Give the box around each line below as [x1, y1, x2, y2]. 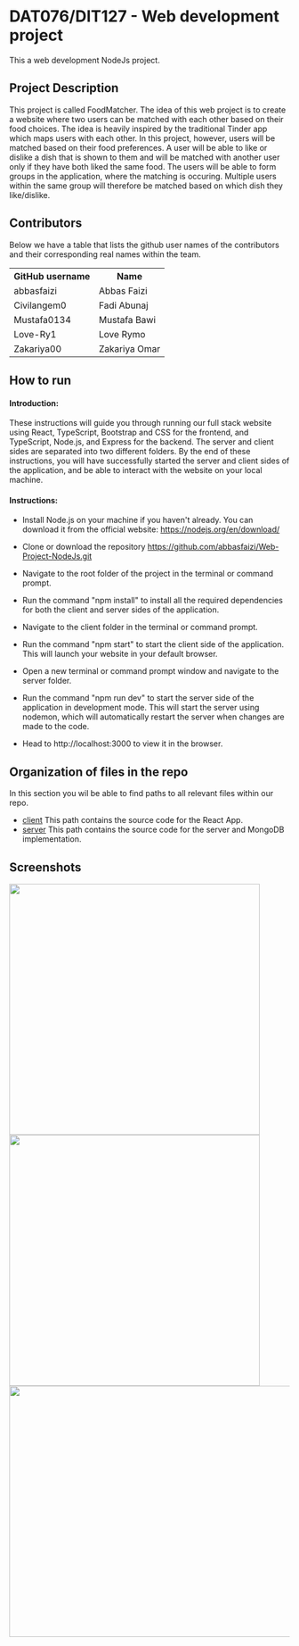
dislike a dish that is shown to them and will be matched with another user [9, 152, 280, 162]
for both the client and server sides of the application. [21, 604, 220, 615]
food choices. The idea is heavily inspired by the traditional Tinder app [9, 123, 268, 134]
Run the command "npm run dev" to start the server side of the [21, 693, 255, 703]
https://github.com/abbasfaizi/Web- [147, 542, 279, 553]
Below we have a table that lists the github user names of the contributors [9, 239, 280, 250]
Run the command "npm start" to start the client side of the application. [21, 639, 285, 650]
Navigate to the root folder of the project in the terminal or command [21, 569, 274, 579]
